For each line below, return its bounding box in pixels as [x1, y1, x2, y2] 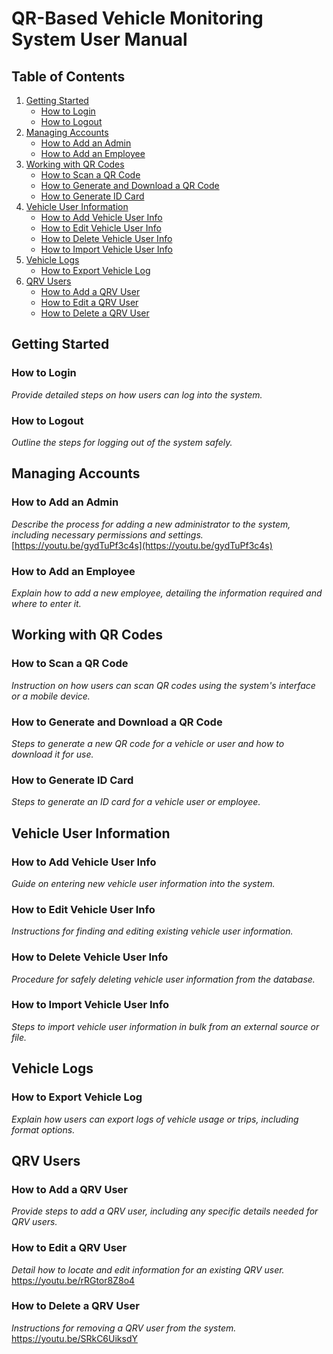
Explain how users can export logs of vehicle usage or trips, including [11, 1113, 299, 1125]
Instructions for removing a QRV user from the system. [11, 1322, 237, 1334]
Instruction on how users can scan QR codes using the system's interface [11, 679, 316, 691]
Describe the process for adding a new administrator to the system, [11, 518, 291, 530]
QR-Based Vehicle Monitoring [11, 7, 264, 30]
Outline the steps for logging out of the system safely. [11, 436, 233, 448]
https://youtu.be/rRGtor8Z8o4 [11, 1274, 136, 1286]
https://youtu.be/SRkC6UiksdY [11, 1332, 139, 1344]
